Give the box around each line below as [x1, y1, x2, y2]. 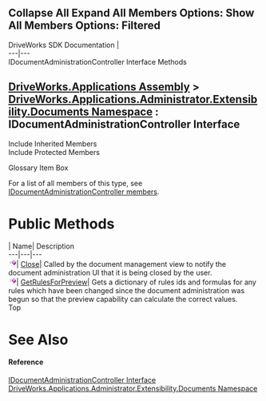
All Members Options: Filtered [8, 19, 161, 33]
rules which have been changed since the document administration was [8, 285, 245, 295]
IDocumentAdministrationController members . [8, 187, 160, 197]
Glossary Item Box [8, 163, 69, 173]
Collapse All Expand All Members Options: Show [8, 6, 255, 20]
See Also [8, 331, 69, 348]
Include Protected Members [8, 147, 100, 157]
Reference [8, 357, 44, 367]
